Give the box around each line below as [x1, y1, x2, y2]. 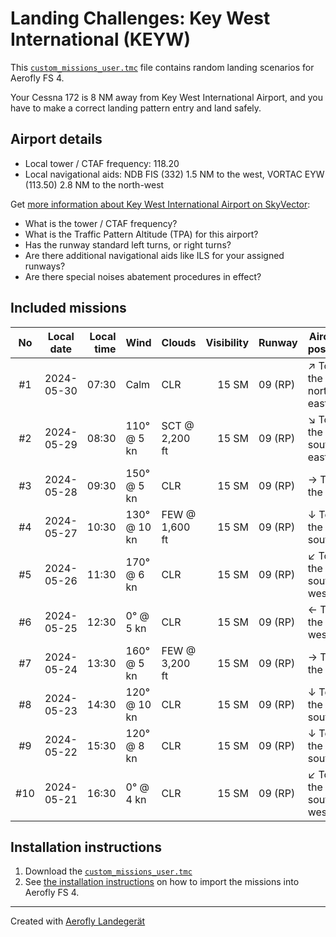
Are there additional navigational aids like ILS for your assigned [24, 249, 285, 261]
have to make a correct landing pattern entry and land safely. [10, 102, 262, 114]
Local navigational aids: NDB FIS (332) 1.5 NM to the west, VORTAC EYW [24, 168, 325, 180]
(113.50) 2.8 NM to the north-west [24, 178, 165, 191]
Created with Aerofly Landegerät [10, 915, 146, 927]
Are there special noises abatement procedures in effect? [24, 270, 262, 282]
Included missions [10, 300, 127, 317]
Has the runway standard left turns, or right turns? [24, 238, 232, 251]
